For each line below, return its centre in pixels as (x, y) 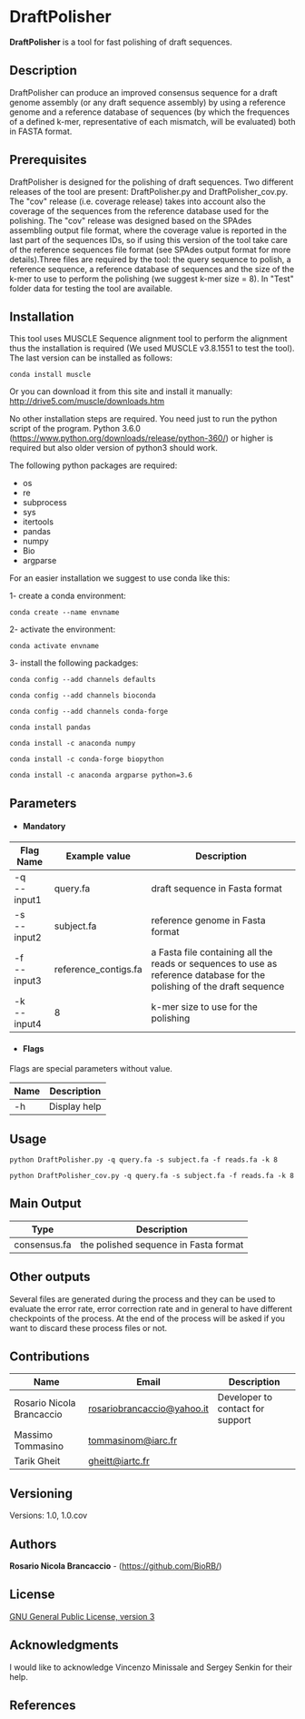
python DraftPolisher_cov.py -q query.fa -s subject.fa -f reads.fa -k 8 (152, 1175)
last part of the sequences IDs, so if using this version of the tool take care (149, 239)
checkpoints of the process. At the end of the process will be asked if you (148, 1318)
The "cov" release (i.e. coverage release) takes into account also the (138, 201)
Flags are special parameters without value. (91, 1069)
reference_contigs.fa (98, 969)
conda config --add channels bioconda (83, 696)
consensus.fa (43, 1245)
